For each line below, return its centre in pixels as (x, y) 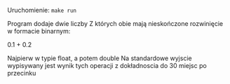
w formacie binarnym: (39, 31)
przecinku (22, 73)
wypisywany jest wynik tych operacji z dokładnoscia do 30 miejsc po (107, 65)
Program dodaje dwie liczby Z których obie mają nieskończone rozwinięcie (115, 23)
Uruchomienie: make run (42, 10)
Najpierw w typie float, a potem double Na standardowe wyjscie (100, 58)
